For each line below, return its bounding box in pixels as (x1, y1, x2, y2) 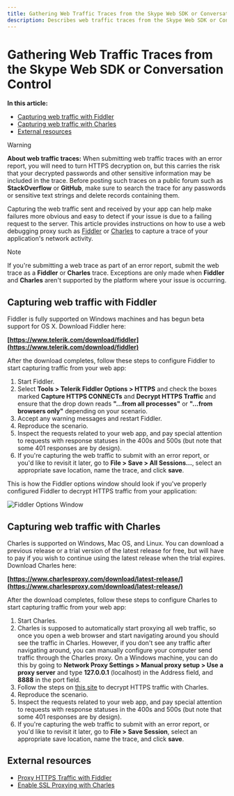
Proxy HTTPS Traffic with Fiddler (17, 773, 112, 781)
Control (7, 76, 52, 92)
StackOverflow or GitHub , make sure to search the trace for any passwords (7, 184, 226, 192)
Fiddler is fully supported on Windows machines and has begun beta (7, 315, 205, 324)
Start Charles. (17, 616, 58, 625)
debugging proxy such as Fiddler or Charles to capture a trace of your (7, 227, 209, 235)
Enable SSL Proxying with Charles (17, 781, 115, 789)
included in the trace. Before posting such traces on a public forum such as (7, 177, 224, 185)
